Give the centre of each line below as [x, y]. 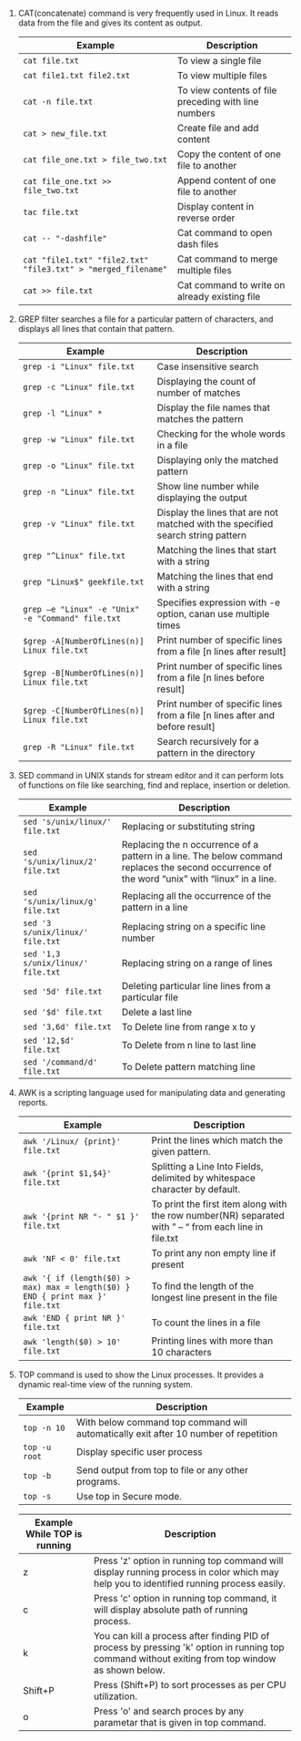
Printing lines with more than [212, 1341]
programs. [98, 1482]
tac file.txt [51, 212]
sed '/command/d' [60, 1062]
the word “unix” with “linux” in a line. [199, 879]
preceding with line [218, 102]
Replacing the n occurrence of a [190, 845]
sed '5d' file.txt [62, 991]
